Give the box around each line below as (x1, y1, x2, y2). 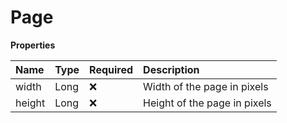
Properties (10, 39, 56, 51)
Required (89, 62, 134, 76)
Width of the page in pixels (143, 79, 269, 93)
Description (143, 62, 200, 76)
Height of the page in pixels (143, 96, 272, 110)
